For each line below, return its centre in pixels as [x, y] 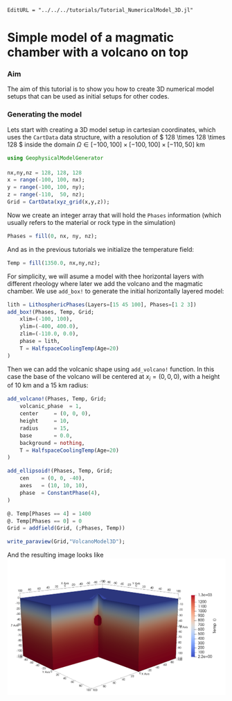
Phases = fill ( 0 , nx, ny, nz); [52, 236]
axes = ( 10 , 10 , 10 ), [54, 486]
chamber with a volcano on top [98, 52]
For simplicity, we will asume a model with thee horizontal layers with [106, 276]
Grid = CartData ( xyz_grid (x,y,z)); [59, 202]
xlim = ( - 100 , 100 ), [46, 319]
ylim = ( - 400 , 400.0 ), [49, 327]
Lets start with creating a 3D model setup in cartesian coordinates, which [111, 129]
